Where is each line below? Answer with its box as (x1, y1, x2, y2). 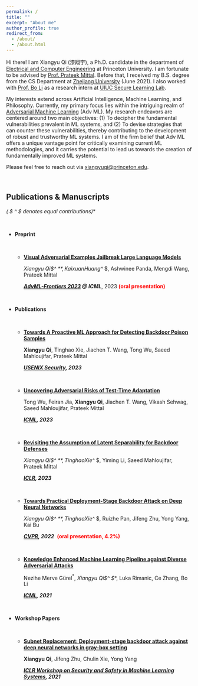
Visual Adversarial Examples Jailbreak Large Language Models (23, 253, 181, 261)
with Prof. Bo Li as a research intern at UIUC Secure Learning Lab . (6, 84, 167, 91)
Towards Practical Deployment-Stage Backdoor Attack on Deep (23, 497, 183, 504)
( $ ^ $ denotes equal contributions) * (6, 207, 96, 214)
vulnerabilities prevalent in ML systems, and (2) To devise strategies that (6, 121, 183, 128)
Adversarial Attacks (23, 562, 74, 569)
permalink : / (6, 8, 38, 15)
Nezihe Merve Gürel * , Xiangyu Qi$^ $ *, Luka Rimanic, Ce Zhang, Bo (23, 573, 188, 581)
